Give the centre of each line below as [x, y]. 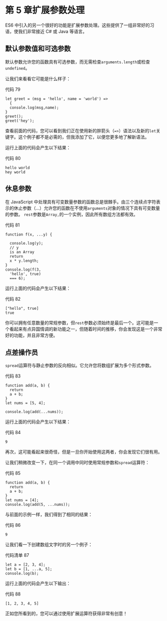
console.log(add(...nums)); [34, 412]
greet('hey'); [20, 121]
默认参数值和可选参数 [38, 49]
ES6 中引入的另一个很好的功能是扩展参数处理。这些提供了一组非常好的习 [80, 25]
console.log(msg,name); [34, 108]
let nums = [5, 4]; [25, 403]
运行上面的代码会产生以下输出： [38, 583]
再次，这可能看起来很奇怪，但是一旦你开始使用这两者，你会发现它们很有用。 [84, 452]
